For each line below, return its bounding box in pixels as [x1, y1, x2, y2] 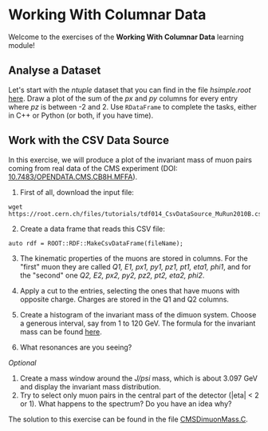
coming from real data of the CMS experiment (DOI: [8, 163, 178, 173]
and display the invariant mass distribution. [19, 381, 161, 391]
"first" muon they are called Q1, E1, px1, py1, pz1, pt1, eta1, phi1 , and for [19, 261, 251, 271]
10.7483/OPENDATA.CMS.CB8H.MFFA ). [8, 172, 138, 182]
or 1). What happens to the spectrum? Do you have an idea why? [19, 398, 232, 409]
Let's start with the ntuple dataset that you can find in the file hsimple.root [8, 85, 251, 94]
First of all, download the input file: [19, 187, 134, 197]
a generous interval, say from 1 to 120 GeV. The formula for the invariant [19, 318, 256, 328]
